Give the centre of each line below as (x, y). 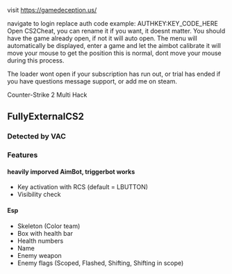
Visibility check (39, 195)
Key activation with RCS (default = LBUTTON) (82, 187)
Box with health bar (45, 233)
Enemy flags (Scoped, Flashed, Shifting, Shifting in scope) (100, 263)
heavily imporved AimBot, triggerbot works (71, 171)
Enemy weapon (40, 255)
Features (23, 155)
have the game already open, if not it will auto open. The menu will (102, 38)
